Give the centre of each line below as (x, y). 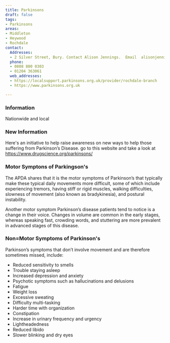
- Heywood (16, 39)
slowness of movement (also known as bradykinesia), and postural (75, 194)
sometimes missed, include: (34, 255)
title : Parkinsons (25, 10)
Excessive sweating (33, 297)
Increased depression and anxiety (48, 276)
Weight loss (25, 292)
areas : (12, 29)
